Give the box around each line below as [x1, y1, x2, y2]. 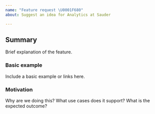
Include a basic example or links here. [5, 73, 85, 79]
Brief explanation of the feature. [5, 49, 73, 55]
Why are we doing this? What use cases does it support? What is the [5, 97, 150, 103]
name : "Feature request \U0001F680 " [5, 7, 83, 13]
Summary [5, 35, 37, 44]
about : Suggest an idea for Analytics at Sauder [5, 12, 111, 17]
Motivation [5, 86, 33, 93]
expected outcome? [5, 103, 48, 109]
